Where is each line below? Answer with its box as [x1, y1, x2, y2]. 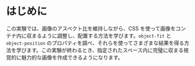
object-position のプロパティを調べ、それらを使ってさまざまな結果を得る [6, 39, 184, 46]
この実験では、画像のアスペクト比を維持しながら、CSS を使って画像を [6, 25, 176, 32]
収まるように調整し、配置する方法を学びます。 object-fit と [26, 32, 172, 39]
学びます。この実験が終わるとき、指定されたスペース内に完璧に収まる [16, 46, 184, 53]
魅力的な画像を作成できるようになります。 [21, 54, 124, 61]
